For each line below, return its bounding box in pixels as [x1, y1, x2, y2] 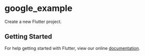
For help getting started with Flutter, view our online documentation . [4, 45, 140, 51]
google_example [4, 3, 73, 14]
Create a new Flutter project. [4, 19, 62, 24]
